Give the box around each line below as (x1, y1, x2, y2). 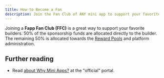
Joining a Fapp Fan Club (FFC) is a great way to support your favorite (5, 25, 145, 31)
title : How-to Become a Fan (5, 7, 62, 12)
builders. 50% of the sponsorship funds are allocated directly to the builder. (5, 30, 157, 36)
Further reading (5, 55, 54, 63)
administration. (5, 40, 35, 46)
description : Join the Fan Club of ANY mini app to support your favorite (5, 12, 161, 17)
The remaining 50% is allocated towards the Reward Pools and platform (5, 35, 149, 41)
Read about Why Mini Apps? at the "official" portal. (12, 68, 115, 74)
